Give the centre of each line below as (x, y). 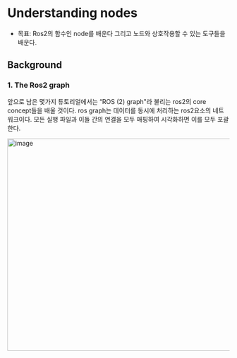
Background (35, 65)
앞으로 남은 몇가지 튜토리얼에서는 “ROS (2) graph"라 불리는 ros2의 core (107, 101)
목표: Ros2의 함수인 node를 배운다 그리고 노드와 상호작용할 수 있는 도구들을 (121, 33)
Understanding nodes (73, 13)
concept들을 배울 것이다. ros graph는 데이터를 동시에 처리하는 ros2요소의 (109, 110)
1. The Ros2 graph (39, 85)
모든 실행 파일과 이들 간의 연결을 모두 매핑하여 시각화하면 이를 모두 (125, 119)
